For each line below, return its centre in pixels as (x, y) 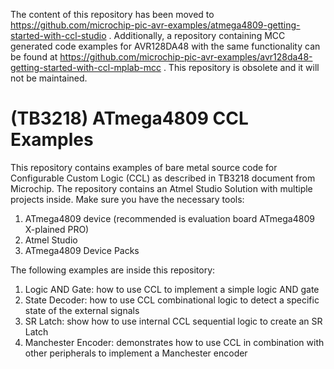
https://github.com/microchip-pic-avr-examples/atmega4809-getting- (155, 25)
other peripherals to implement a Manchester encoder (136, 353)
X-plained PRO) (57, 229)
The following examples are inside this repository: (113, 270)
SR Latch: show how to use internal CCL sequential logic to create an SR (173, 321)
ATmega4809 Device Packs (82, 250)
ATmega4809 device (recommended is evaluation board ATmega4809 (169, 218)
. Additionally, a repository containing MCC (197, 35)
